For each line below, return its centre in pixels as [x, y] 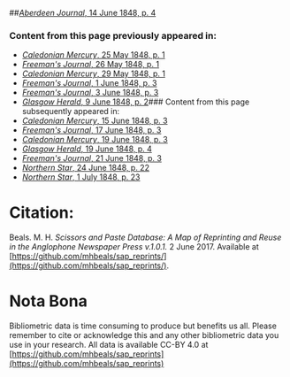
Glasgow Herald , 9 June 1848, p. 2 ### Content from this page [136, 102]
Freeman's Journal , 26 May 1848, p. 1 [91, 65]
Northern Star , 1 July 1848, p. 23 [81, 177]
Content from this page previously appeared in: [113, 35]
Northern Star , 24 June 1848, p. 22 [86, 168]
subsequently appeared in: [71, 112]
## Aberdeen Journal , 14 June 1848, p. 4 [83, 13]
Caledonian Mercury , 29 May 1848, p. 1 [94, 73]
